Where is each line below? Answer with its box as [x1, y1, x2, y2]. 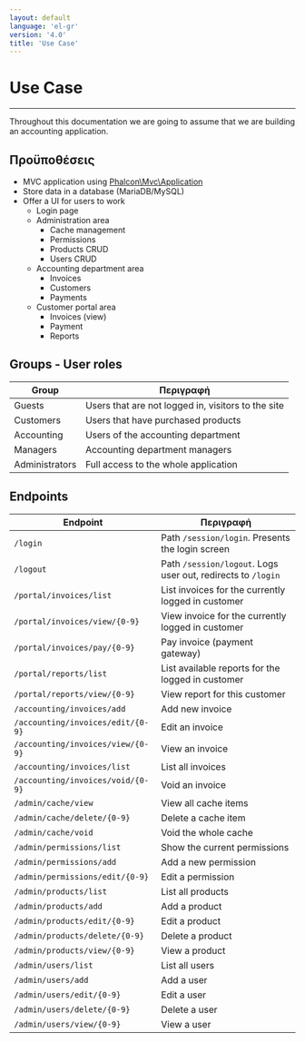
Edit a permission [161, 870, 235, 883]
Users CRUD [49, 253, 97, 264]
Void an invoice [161, 778, 227, 791]
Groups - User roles [9, 357, 123, 372]
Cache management [49, 224, 126, 235]
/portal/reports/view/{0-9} [14, 689, 135, 699]
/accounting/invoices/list [14, 762, 131, 772]
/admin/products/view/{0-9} [14, 945, 135, 956]
